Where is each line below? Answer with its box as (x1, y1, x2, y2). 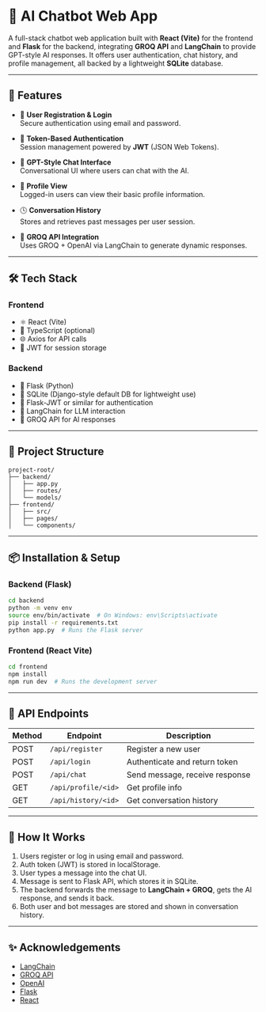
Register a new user (126, 744, 201, 755)
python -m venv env (8, 605, 73, 612)
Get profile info (126, 783, 182, 794)
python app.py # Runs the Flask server (8, 626, 144, 634)
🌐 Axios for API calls (19, 334, 87, 343)
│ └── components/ (8, 521, 77, 529)
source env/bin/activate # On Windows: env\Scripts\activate (8, 611, 218, 620)
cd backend (8, 597, 44, 605)
